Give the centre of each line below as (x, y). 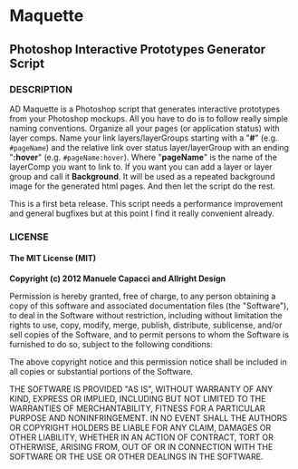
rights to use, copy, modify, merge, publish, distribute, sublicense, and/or (146, 325)
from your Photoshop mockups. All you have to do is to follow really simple (149, 118)
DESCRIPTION (41, 89)
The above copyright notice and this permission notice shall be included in (148, 362)
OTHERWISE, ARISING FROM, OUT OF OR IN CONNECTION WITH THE (141, 447)
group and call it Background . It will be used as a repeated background (142, 176)
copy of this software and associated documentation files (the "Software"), (149, 306)
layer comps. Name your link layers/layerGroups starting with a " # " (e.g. (144, 138)
